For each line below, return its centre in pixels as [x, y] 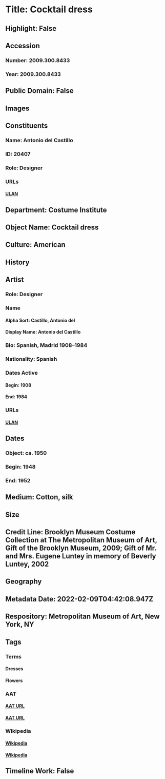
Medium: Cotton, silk [39, 497]
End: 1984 [16, 397]
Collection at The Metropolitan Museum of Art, [81, 540]
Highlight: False [31, 28]
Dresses [14, 669]
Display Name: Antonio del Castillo [43, 332]
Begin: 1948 [20, 466]
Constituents [27, 125]
